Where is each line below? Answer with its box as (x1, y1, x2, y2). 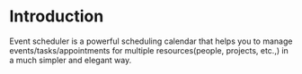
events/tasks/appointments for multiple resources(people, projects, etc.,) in (9, 45, 289, 55)
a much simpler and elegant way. (9, 54, 132, 65)
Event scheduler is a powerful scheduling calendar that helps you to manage (9, 36, 293, 46)
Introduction (9, 6, 104, 27)
